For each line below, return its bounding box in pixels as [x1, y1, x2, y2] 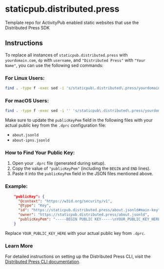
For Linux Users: [5, 74, 45, 81]
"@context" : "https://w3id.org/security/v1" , [18, 199, 112, 203]
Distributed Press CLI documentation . [5, 259, 81, 265]
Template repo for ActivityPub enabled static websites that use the [5, 20, 139, 25]
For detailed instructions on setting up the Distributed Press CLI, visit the [5, 253, 151, 260]
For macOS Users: [5, 97, 49, 104]
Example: [5, 183, 28, 190]
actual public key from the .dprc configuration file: [5, 122, 106, 128]
